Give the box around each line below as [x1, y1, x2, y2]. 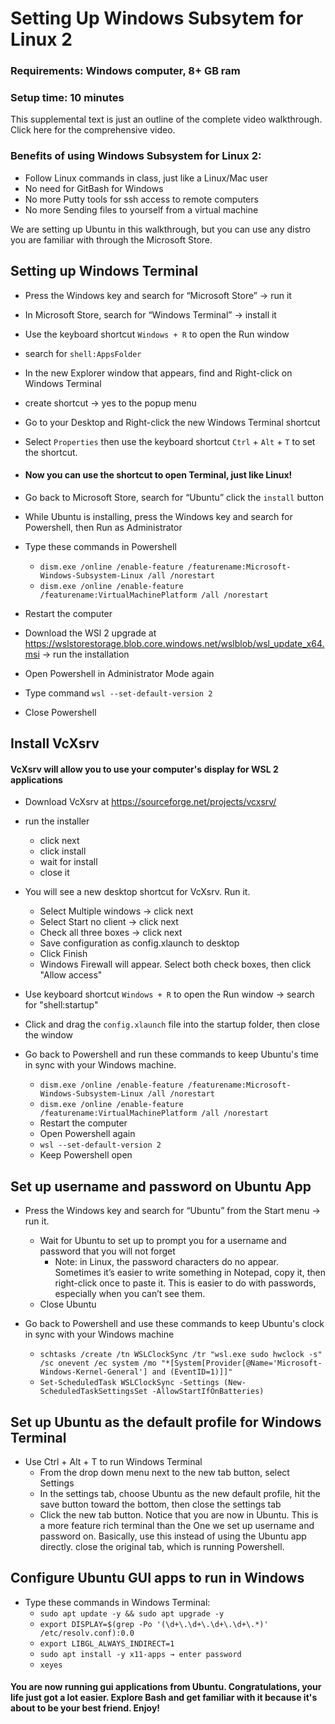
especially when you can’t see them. [54, 1288, 206, 1300]
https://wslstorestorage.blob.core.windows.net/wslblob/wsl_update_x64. [24, 637, 325, 649]
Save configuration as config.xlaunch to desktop [39, 937, 240, 949]
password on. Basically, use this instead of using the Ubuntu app [39, 1530, 307, 1542]
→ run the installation [41, 648, 130, 660]
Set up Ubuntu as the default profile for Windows [10, 1413, 322, 1431]
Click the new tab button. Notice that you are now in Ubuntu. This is [39, 1508, 319, 1521]
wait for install [39, 856, 98, 868]
